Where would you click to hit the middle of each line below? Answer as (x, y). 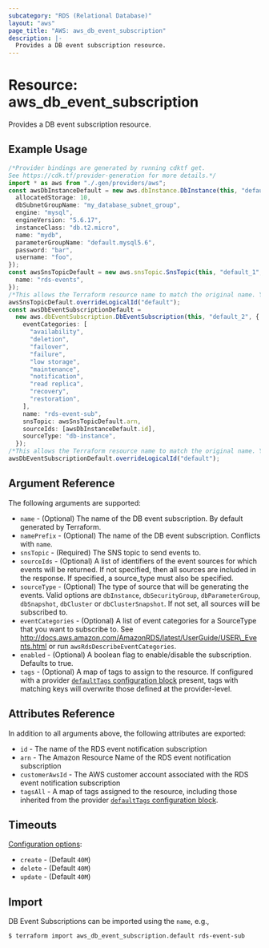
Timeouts (33, 825)
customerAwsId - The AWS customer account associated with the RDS (134, 774)
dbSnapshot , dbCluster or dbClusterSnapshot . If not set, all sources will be (140, 603)
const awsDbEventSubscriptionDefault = (75, 309)
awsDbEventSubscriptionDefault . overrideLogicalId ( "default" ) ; (114, 458)
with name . (36, 544)
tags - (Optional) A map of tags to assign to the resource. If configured (137, 672)
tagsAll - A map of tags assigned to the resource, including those (128, 791)
